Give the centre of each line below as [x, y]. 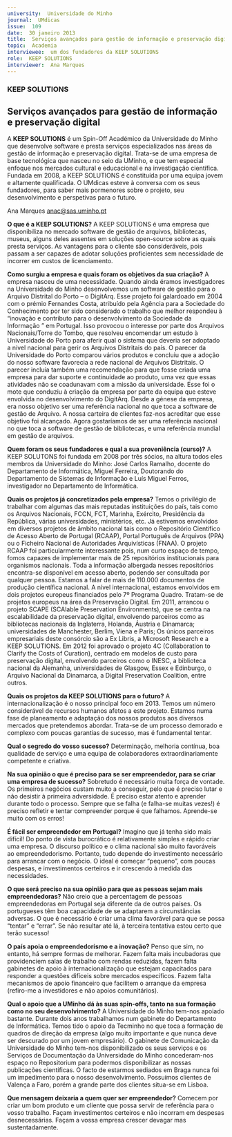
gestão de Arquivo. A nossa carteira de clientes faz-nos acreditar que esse [114, 414]
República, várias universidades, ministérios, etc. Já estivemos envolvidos [113, 522]
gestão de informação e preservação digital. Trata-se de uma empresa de [112, 153]
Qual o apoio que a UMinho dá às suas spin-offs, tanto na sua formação [112, 1004]
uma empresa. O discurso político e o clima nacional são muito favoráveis [112, 846]
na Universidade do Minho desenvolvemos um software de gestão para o [112, 289]
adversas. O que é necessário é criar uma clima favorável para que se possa [116, 919]
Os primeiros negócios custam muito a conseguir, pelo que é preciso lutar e [115, 789]
